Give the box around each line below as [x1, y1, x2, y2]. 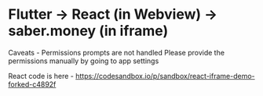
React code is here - [8, 71, 75, 80]
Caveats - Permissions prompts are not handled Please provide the [8, 48, 225, 57]
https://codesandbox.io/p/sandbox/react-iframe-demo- [75, 71, 255, 80]
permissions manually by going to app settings [8, 56, 159, 66]
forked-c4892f [8, 80, 57, 89]
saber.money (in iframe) [8, 22, 169, 40]
